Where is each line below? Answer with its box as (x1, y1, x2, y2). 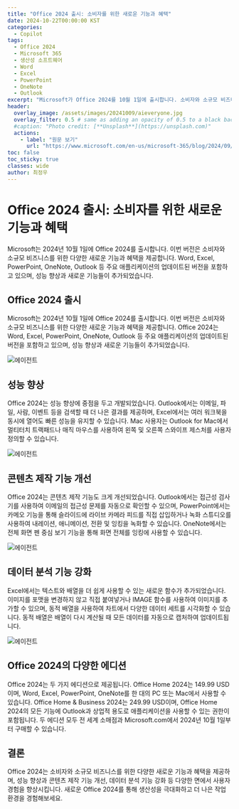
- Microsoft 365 (14, 50, 62, 58)
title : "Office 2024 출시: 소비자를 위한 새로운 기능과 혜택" (7, 10, 172, 18)
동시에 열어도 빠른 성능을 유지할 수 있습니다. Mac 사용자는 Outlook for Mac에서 (7, 417, 229, 425)
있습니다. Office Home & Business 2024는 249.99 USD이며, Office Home (7, 697, 218, 706)
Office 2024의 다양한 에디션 (7, 660, 127, 672)
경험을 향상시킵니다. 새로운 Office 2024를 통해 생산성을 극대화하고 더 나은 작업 (7, 785, 226, 793)
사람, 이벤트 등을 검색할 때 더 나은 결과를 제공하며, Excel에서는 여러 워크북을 (16, 408, 228, 417)
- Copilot (14, 30, 43, 38)
